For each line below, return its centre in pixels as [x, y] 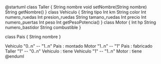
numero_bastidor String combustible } [43, 27]
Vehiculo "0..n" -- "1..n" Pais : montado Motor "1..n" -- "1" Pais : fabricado [79, 46]
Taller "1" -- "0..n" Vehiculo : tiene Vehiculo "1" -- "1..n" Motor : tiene [73, 51]
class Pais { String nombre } [33, 37]
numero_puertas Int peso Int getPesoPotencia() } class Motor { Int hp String [81, 22]
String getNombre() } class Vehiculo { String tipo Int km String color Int [76, 12]
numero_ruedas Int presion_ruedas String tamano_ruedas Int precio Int [76, 17]
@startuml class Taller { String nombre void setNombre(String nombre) [76, 7]
